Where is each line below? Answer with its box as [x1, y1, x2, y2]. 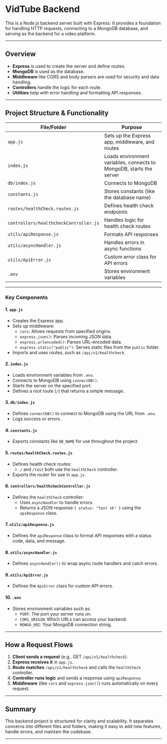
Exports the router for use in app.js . [12, 471, 86, 478]
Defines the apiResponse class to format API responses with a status [12, 532, 152, 538]
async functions [104, 245, 142, 252]
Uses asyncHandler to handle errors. [19, 499, 93, 505]
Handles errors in [104, 239, 145, 246]
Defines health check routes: [12, 461, 72, 467]
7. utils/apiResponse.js [5, 521, 55, 528]
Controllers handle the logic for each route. [12, 84, 102, 90]
